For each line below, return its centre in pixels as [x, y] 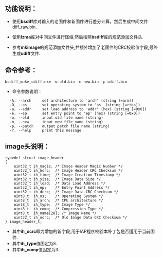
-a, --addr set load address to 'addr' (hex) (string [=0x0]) [78, 109]
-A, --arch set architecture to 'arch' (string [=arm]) [72, 101]
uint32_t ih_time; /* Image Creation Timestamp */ [67, 175]
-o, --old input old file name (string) [56, 118]
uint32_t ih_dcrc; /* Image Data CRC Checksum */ [66, 192]
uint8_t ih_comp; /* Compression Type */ [59, 209]
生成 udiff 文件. [26, 53]
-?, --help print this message [45, 130]
